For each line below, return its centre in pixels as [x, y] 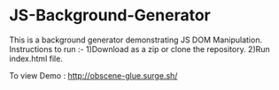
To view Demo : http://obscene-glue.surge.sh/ [93, 75]
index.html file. [36, 58]
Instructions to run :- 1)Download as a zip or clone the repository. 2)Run [139, 49]
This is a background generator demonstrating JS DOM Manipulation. [136, 40]
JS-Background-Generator [110, 15]
